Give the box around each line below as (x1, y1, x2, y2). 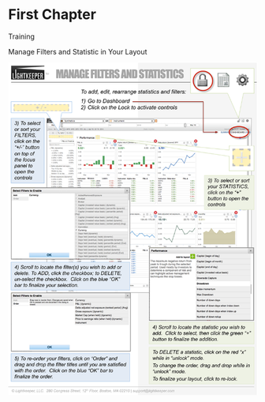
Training (8, 32, 35, 41)
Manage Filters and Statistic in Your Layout (8, 47, 147, 56)
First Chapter (8, 6, 97, 24)
